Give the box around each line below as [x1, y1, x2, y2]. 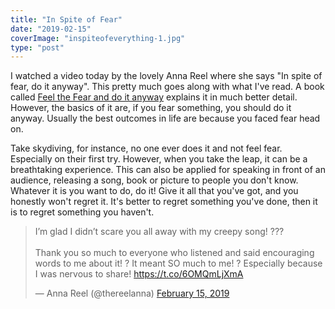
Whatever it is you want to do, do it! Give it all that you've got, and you [10, 185, 299, 197]
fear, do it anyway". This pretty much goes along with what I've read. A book [10, 81, 325, 93]
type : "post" [10, 42, 65, 53]
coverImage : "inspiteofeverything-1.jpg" [10, 33, 186, 43]
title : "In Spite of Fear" [10, 14, 123, 25]
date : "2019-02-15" [10, 24, 92, 34]
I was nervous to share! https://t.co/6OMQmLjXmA [34, 268, 244, 280]
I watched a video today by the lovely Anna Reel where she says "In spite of [10, 70, 323, 82]
